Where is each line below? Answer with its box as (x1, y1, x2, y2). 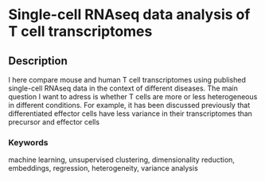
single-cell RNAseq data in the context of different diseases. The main (8, 83, 239, 93)
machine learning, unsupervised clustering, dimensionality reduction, (8, 155, 235, 164)
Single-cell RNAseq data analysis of (8, 6, 251, 24)
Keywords (8, 137, 49, 148)
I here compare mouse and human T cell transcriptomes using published (8, 75, 247, 84)
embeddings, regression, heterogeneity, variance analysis (8, 164, 199, 173)
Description (8, 54, 68, 67)
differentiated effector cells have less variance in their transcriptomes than (8, 109, 253, 118)
